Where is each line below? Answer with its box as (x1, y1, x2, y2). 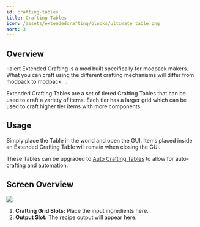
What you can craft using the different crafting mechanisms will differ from (6, 72, 194, 79)
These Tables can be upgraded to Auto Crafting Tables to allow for (6, 155, 174, 162)
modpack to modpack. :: (6, 78, 68, 86)
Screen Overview (6, 179, 74, 190)
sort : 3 (6, 26, 26, 32)
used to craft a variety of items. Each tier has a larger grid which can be (6, 96, 187, 104)
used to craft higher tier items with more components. (6, 103, 142, 110)
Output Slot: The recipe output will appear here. (15, 214, 137, 221)
